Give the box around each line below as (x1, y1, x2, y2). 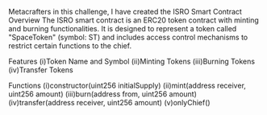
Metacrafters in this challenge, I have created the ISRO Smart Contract (8, 7, 242, 16)
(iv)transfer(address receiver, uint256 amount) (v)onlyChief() (8, 98, 211, 107)
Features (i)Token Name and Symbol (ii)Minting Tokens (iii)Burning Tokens (8, 56, 256, 66)
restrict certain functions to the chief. (8, 41, 131, 51)
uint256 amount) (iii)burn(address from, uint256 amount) (8, 89, 198, 99)
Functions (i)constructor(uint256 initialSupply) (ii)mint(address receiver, (8, 80, 246, 90)
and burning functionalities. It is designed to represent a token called (8, 24, 237, 33)
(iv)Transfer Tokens (8, 65, 74, 75)
